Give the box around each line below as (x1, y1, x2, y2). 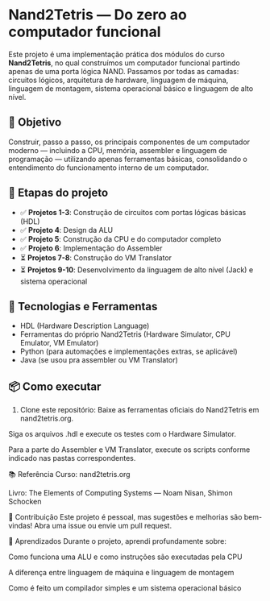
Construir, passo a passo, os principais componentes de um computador (8, 137, 251, 147)
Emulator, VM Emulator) (19, 338, 99, 348)
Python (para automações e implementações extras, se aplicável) (19, 346, 238, 356)
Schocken (8, 497, 42, 507)
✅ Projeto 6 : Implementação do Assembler (19, 243, 163, 253)
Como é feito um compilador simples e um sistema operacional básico (8, 583, 242, 593)
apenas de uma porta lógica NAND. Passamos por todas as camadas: (8, 66, 239, 76)
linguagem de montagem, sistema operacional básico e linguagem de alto (8, 83, 254, 93)
